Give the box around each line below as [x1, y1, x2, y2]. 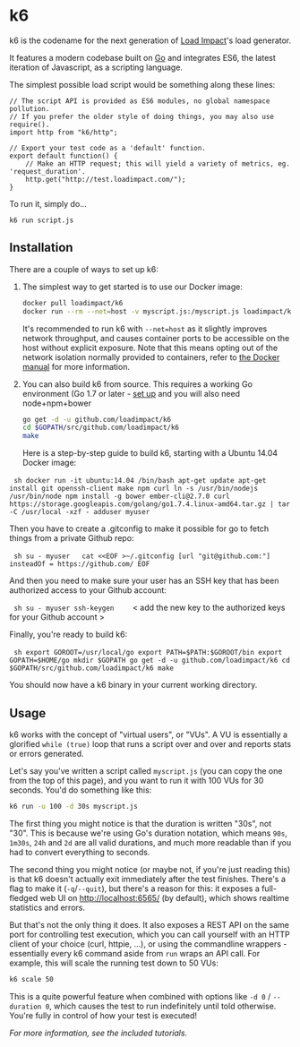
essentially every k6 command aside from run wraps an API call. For [9, 948, 261, 958]
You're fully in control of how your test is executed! [9, 1009, 198, 1021]
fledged [9, 892, 39, 903]
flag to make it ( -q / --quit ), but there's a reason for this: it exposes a [9, 883, 260, 894]
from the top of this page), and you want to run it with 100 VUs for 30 [9, 775, 264, 785]
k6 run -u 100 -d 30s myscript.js [9, 802, 139, 811]
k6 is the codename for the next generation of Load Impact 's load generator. [9, 35, 292, 46]
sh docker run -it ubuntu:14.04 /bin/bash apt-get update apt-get [13, 476, 267, 485]
